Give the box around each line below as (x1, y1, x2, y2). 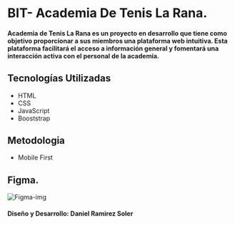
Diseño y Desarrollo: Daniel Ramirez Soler (7, 209, 134, 218)
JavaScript (17, 106, 50, 115)
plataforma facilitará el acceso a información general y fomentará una (7, 44, 219, 53)
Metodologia (7, 134, 66, 147)
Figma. (7, 174, 39, 186)
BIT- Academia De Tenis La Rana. (7, 5, 208, 21)
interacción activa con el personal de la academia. (7, 51, 159, 60)
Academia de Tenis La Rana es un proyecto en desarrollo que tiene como (7, 28, 227, 37)
